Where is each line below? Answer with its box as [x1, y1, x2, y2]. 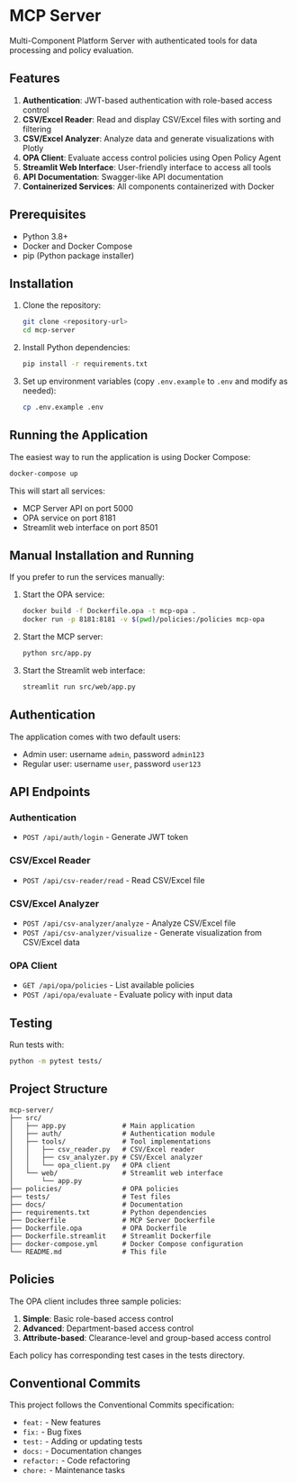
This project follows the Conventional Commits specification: [9, 1399, 235, 1410]
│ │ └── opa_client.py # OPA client [9, 1161, 171, 1170]
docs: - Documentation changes [22, 1446, 142, 1457]
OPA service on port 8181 [22, 512, 116, 523]
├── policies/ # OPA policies [9, 1184, 179, 1193]
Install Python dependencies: [22, 342, 130, 353]
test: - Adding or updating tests [22, 1436, 143, 1447]
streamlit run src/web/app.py [22, 683, 137, 692]
